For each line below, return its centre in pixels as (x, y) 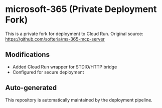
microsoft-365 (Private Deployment (81, 9)
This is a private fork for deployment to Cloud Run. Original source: (74, 33)
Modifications (28, 55)
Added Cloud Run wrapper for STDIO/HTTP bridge (65, 66)
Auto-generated (31, 88)
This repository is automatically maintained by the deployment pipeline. (79, 100)
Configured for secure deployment (48, 72)
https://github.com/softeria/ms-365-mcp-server (55, 39)
